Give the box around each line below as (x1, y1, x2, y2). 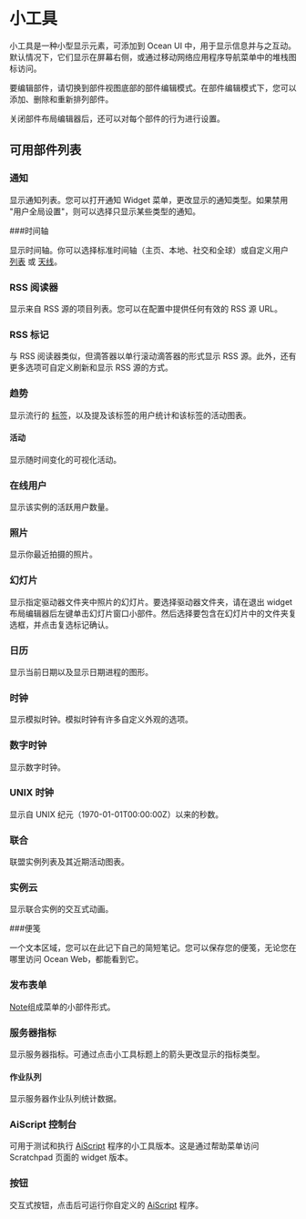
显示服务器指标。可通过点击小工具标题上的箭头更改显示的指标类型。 (9, 1049, 265, 1060)
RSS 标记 (9, 328, 49, 341)
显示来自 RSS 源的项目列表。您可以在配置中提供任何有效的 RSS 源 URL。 (9, 302, 282, 314)
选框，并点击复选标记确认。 (9, 619, 114, 630)
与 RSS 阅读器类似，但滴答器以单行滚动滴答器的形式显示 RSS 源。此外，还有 (9, 351, 297, 362)
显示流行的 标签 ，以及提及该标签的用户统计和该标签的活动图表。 (9, 409, 251, 420)
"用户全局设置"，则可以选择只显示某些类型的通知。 (9, 206, 201, 217)
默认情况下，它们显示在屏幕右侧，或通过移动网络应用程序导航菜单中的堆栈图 (9, 51, 297, 62)
